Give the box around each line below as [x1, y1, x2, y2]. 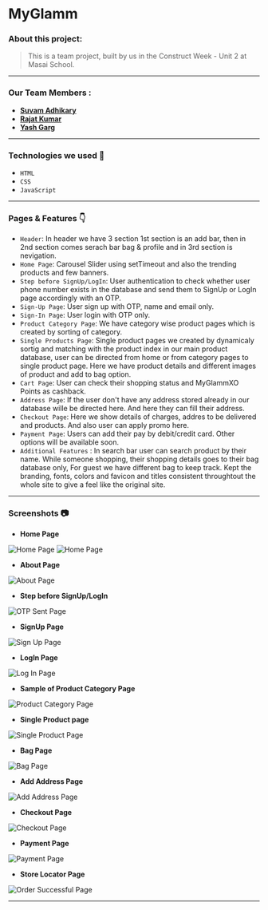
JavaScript [19, 187, 57, 195]
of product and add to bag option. [19, 370, 132, 379]
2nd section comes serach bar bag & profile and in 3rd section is [19, 243, 233, 252]
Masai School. [27, 60, 75, 69]
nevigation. [19, 251, 57, 260]
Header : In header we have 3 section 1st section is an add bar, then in [19, 234, 246, 243]
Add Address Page [19, 776, 84, 786]
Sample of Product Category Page [19, 683, 136, 693]
